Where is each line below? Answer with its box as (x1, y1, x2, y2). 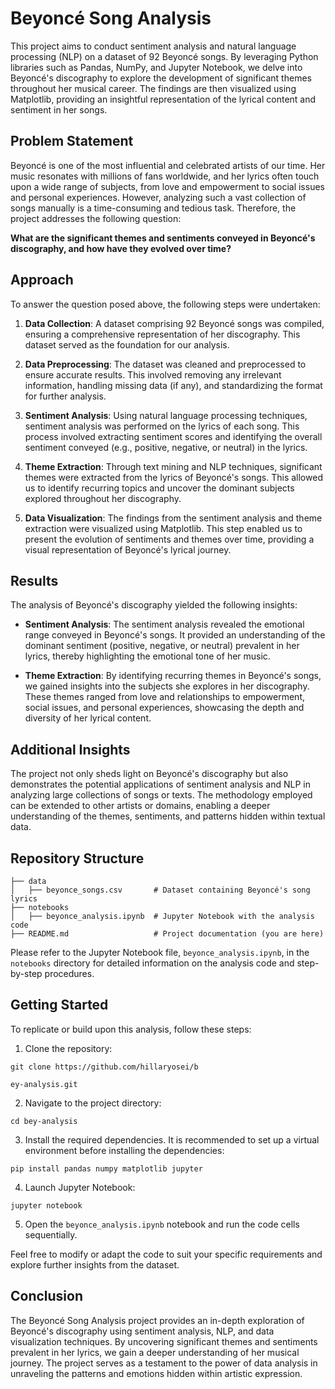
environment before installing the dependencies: (24, 1144, 225, 1156)
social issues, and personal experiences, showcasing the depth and (24, 702, 305, 714)
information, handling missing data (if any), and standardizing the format (24, 379, 323, 391)
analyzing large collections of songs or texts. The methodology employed (10, 789, 313, 801)
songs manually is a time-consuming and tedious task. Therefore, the (10, 202, 297, 214)
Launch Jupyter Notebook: (24, 1181, 136, 1193)
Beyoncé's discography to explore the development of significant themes (10, 72, 312, 84)
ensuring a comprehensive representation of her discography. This (24, 328, 301, 340)
